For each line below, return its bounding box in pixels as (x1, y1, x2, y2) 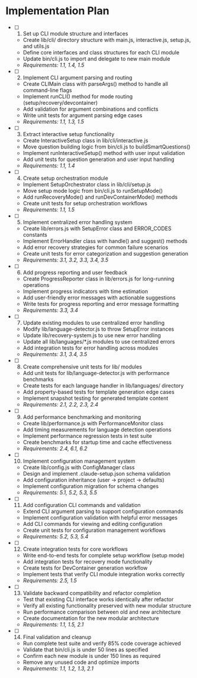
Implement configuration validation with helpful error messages (22, 514, 178, 521)
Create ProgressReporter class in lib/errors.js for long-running (22, 275, 175, 282)
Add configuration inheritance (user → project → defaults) (22, 476, 165, 483)
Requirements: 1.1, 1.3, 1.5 (22, 118, 84, 125)
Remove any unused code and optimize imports (22, 658, 140, 666)
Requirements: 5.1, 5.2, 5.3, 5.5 (22, 489, 97, 496)
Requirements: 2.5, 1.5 (22, 577, 77, 584)
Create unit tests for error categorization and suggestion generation (22, 250, 189, 257)
